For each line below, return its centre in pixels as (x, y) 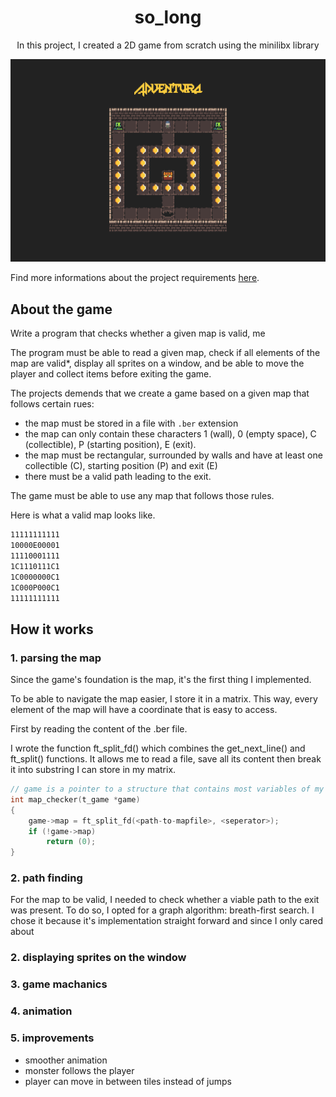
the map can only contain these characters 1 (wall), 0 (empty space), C (170, 434)
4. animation (41, 1011)
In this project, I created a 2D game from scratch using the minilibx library (168, 45)
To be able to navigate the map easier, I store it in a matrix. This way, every (164, 699)
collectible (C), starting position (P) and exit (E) (121, 466)
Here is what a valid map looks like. (83, 515)
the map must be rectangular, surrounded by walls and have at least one (173, 455)
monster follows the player (79, 1070)
